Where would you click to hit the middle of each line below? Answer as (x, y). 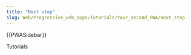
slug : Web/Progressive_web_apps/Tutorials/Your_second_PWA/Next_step (96, 18)
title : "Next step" (31, 12)
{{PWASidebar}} (27, 34)
